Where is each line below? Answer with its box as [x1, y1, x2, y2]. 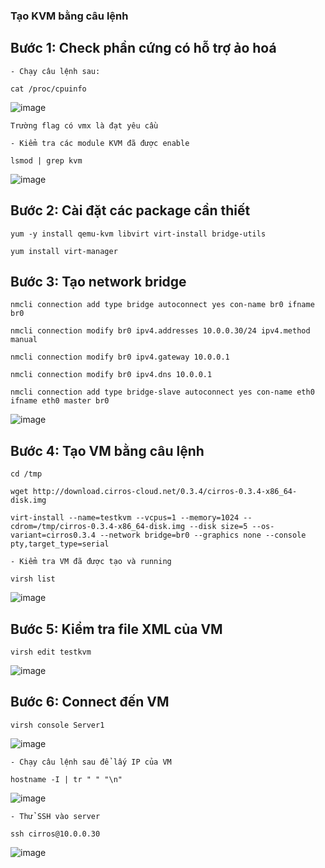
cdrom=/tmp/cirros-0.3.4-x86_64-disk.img [10, 522, 186, 532]
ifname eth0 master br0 [10, 396, 110, 406]
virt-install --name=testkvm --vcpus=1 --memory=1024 [10, 513, 240, 523]
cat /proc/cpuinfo [10, 84, 87, 94]
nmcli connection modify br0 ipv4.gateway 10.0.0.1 [10, 352, 230, 363]
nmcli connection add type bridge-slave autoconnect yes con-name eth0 [10, 387, 315, 398]
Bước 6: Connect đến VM [10, 694, 170, 711]
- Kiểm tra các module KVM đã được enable [10, 138, 190, 148]
